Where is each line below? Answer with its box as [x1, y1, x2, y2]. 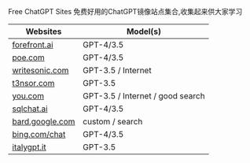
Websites [25, 26, 62, 37]
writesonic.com [12, 65, 69, 76]
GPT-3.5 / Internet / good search [82, 91, 206, 101]
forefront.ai [12, 39, 53, 50]
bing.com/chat [12, 129, 66, 139]
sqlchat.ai [12, 103, 49, 114]
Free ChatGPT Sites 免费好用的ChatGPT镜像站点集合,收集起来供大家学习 [8, 7, 243, 16]
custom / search [82, 117, 143, 127]
